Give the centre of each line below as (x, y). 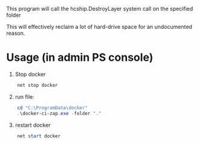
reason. (16, 33)
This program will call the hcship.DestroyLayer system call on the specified (100, 9)
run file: (24, 96)
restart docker (33, 125)
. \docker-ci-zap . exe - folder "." (59, 113)
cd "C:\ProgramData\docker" (52, 108)
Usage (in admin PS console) (80, 58)
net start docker (39, 136)
